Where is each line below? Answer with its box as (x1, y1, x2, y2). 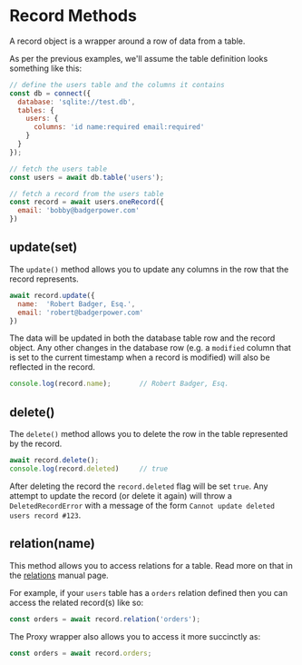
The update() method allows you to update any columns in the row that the (9, 263, 289, 274)
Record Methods (9, 5, 138, 26)
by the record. (9, 438, 63, 450)
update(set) (9, 240, 78, 255)
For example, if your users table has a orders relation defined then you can (9, 587, 288, 598)
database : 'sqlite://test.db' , (17, 97, 136, 106)
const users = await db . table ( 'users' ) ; (9, 173, 165, 182)
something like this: (9, 63, 83, 74)
